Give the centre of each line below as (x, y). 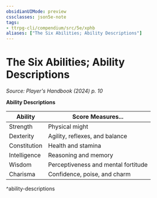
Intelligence (25, 155)
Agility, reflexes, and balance (88, 136)
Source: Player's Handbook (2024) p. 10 (55, 91)
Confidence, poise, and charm (90, 175)
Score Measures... (98, 117)
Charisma (22, 175)
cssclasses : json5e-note (36, 17)
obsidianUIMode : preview (36, 11)
